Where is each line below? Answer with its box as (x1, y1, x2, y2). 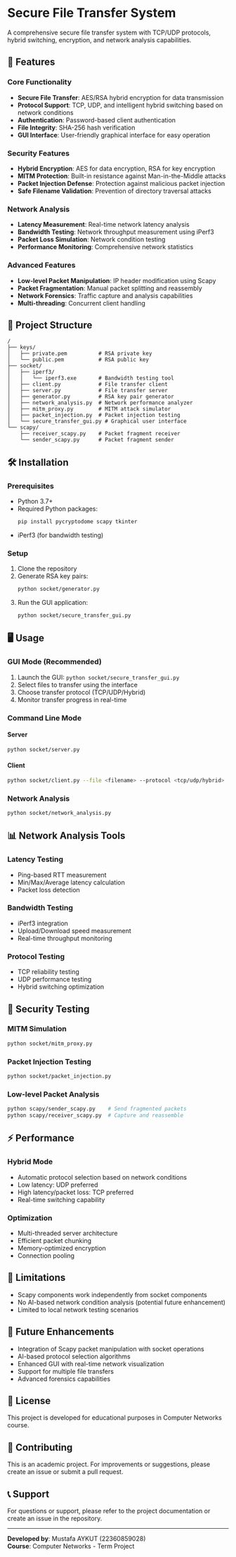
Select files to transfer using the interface (17, 680, 138, 689)
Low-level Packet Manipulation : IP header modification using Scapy (17, 276, 216, 284)
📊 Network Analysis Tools (7, 830, 126, 842)
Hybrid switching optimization (17, 982, 105, 991)
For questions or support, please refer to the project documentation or (7, 1506, 211, 1515)
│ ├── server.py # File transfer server (7, 387, 169, 394)
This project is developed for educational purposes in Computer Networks (7, 1413, 223, 1422)
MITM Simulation (7, 1024, 67, 1034)
